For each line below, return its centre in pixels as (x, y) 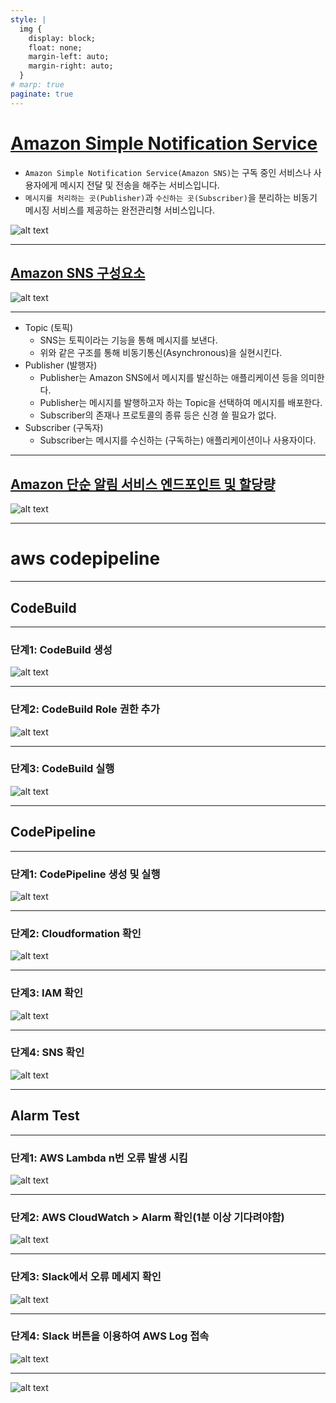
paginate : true (42, 94)
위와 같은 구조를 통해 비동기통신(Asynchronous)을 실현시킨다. (161, 353)
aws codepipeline (85, 558)
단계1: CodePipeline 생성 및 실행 (85, 874)
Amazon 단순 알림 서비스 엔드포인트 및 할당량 (143, 484)
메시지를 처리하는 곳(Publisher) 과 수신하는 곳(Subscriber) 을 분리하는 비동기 (171, 197)
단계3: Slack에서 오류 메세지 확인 (86, 1277)
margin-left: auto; (69, 57)
